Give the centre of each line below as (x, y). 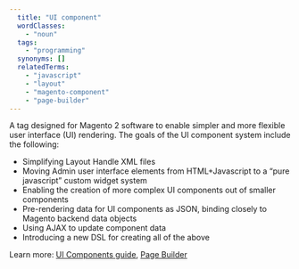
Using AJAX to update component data (94, 228)
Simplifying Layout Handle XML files (89, 162)
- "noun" (42, 34)
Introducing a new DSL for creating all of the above (116, 238)
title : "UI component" (59, 17)
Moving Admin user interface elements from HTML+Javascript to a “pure (156, 171)
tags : (28, 42)
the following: (34, 144)
